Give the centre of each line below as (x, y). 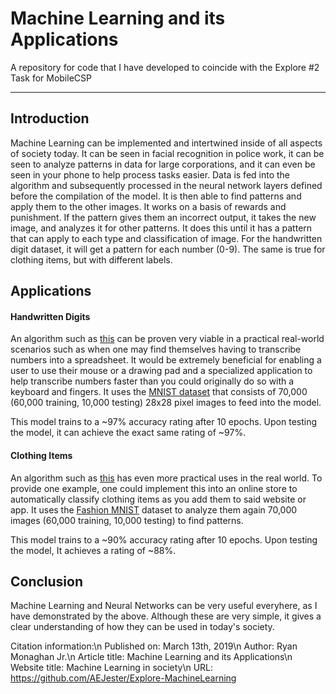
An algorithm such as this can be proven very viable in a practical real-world (167, 339)
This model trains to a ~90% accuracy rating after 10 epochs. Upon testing (164, 539)
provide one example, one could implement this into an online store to (154, 488)
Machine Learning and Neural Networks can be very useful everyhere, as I (164, 606)
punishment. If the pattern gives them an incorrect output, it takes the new (163, 217)
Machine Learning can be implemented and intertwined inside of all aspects (166, 143)
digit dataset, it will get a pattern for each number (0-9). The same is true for (168, 249)
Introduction (50, 118)
